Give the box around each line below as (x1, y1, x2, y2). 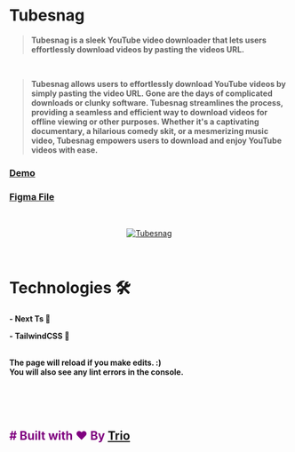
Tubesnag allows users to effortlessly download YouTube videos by (30, 78, 286, 89)
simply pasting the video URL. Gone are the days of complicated (30, 88, 273, 99)
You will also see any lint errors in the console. (9, 367, 184, 377)
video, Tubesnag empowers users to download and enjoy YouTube (30, 135, 283, 146)
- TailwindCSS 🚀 (9, 330, 70, 342)
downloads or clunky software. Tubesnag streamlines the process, (30, 97, 283, 107)
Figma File (9, 190, 55, 202)
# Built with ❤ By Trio (9, 428, 131, 444)
